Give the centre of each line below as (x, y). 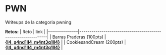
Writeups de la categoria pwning (38, 22)
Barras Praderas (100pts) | (79, 37)
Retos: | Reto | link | (25, 31)
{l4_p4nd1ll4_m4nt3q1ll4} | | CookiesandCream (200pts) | (66, 42)
